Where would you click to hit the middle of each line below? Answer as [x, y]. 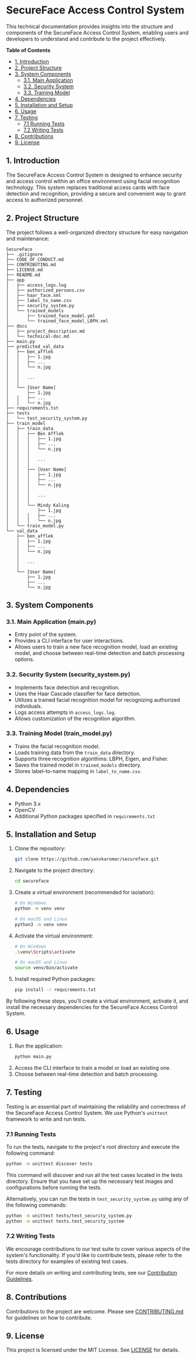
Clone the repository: [40, 849]
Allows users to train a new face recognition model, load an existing [96, 647]
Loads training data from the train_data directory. [75, 752]
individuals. [28, 706]
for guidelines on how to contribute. [49, 1317]
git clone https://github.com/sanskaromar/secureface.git [87, 859]
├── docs [17, 326]
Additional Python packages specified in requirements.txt [85, 816]
